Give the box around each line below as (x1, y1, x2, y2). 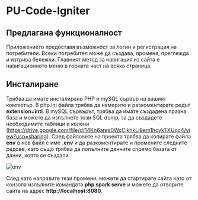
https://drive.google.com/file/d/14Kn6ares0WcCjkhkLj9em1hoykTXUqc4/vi (8, 126, 191, 134)
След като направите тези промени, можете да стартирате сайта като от (6, 175, 192, 182)
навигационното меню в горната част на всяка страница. (6, 62, 152, 69)
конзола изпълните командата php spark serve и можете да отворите (6, 180, 184, 188)
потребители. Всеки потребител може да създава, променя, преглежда (6, 50, 189, 57)
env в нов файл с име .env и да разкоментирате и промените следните (6, 139, 188, 146)
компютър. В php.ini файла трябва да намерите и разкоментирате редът (6, 101, 191, 108)
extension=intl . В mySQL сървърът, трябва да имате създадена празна (6, 108, 187, 115)
